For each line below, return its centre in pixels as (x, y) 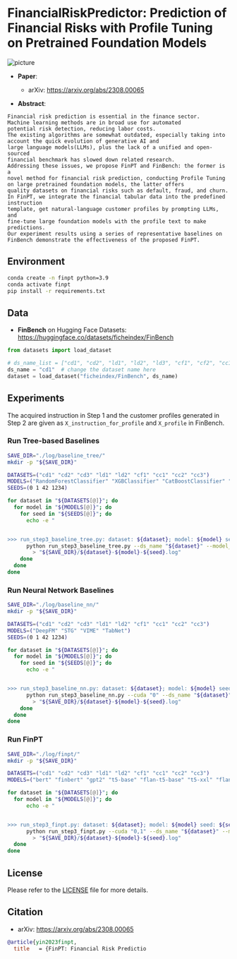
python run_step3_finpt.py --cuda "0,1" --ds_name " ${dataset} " (122, 831)
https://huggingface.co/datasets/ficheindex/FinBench (96, 337)
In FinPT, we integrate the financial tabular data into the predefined (116, 197)
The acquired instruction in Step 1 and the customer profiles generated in (114, 415)
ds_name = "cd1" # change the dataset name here (82, 369)
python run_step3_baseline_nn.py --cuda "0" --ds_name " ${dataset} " (129, 695)
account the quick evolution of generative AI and (83, 141)
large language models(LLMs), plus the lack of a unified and (101, 147)
